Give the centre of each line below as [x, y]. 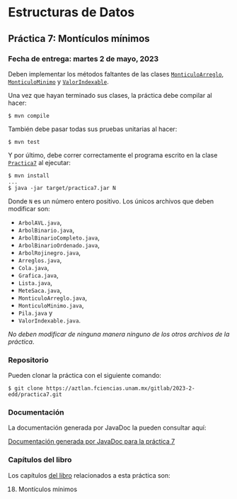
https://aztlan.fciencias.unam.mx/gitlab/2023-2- [120, 388]
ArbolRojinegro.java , [49, 252]
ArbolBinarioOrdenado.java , [59, 245]
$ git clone [25, 388]
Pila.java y [35, 313]
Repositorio [28, 360]
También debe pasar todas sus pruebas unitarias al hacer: [93, 129]
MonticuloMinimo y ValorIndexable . [58, 82]
